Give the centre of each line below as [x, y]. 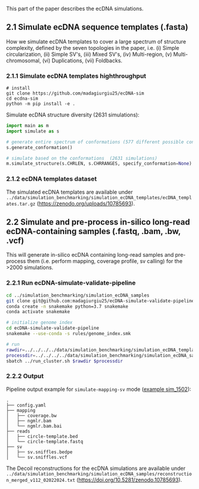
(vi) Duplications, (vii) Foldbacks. [82, 60]
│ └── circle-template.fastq [45, 441]
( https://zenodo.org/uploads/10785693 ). [86, 203]
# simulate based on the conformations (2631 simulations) [82, 158]
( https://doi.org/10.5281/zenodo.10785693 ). [129, 479]
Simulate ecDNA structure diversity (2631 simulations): [73, 115]
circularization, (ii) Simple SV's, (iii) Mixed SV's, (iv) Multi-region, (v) [89, 54]
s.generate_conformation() [39, 147]
